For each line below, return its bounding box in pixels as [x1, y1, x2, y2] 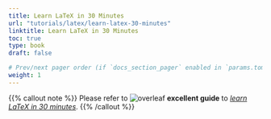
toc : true [8, 34, 42, 43]
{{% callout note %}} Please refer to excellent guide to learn [8, 93, 248, 103]
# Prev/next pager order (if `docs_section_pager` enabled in [8, 64, 222, 72]
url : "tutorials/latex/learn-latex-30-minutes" [8, 19, 172, 27]
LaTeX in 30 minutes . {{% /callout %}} [8, 101, 135, 111]
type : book [8, 42, 45, 50]
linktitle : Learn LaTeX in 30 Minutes [8, 27, 139, 35]
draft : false [8, 49, 52, 57]
